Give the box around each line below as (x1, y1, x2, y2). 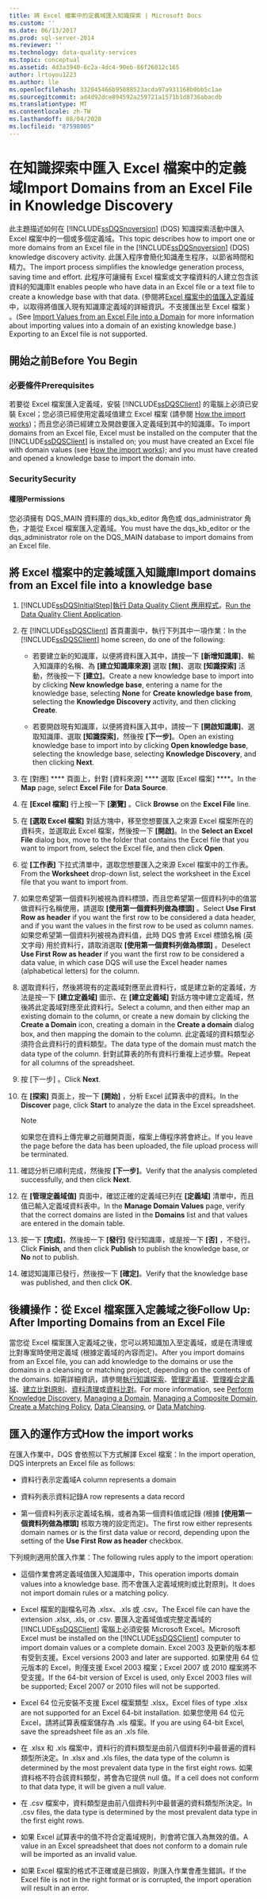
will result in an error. (20, 1883, 90, 1893)
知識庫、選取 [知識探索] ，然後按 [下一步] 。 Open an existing (39, 732, 235, 742)
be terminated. (20, 1149, 69, 1159)
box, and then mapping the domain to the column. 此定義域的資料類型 (20, 1029, 248, 1039)
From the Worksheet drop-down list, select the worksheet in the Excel (20, 869, 250, 878)
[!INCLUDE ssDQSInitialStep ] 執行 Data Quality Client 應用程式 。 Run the (20, 601, 251, 610)
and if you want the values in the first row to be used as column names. (20, 921, 254, 931)
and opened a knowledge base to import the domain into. (9, 454, 196, 463)
